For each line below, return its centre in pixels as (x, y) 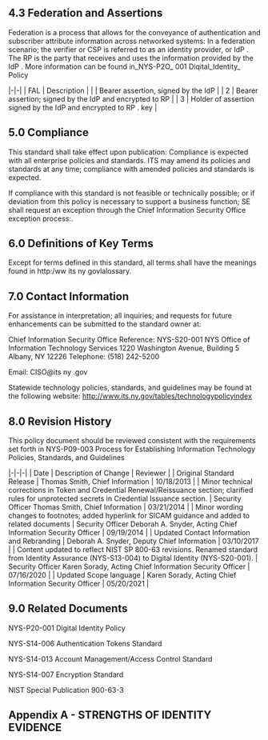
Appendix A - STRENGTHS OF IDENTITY (110, 715)
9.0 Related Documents (68, 608)
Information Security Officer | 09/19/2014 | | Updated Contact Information (129, 533)
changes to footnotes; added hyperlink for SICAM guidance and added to (129, 516)
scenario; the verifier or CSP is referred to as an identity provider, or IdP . (129, 49)
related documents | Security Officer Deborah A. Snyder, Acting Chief (123, 524)
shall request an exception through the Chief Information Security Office (127, 210)
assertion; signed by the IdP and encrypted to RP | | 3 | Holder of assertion (131, 98)
